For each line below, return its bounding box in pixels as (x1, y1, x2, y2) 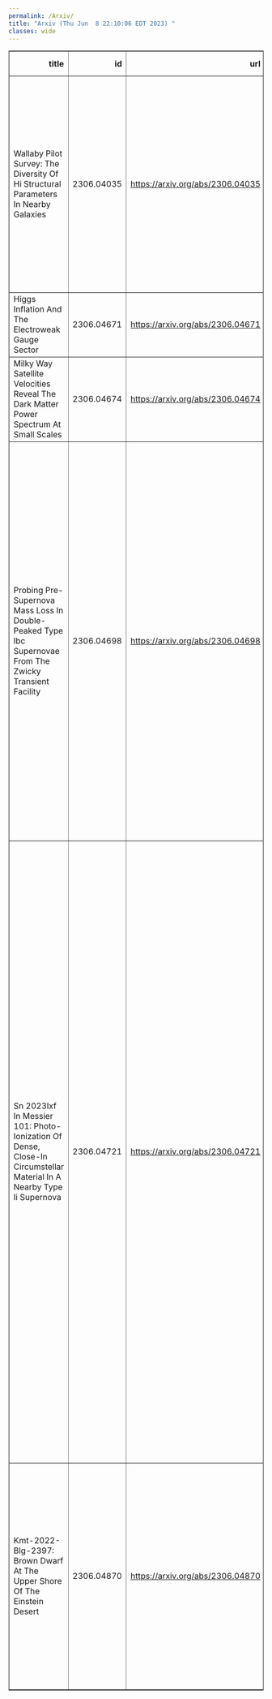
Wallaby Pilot (13, 148, 63, 159)
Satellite (13, 368, 45, 380)
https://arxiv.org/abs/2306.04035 (130, 179, 261, 190)
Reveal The (13, 389, 57, 400)
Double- (13, 615, 46, 626)
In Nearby (13, 199, 51, 210)
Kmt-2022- (13, 1535, 61, 1546)
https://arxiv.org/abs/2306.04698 (130, 635, 261, 647)
